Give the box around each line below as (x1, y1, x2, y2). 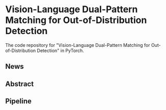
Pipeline (5, 97, 32, 105)
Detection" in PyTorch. (37, 47, 84, 53)
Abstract (5, 79, 34, 88)
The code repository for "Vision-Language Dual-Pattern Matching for (5, 42, 150, 48)
